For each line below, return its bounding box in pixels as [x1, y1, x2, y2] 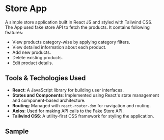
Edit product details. [12, 60, 53, 66]
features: [5, 29, 24, 35]
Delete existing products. [12, 54, 63, 60]
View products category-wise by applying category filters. [12, 39, 130, 45]
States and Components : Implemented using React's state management [12, 92, 160, 98]
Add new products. [12, 49, 51, 55]
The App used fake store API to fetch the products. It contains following [5, 24, 150, 30]
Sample [5, 127, 29, 136]
